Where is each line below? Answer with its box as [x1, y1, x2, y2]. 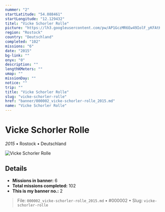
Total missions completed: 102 [12, 182, 76, 188]
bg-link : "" [5, 53, 29, 58]
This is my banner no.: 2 [12, 188, 63, 194]
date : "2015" [5, 48, 32, 53]
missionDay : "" [5, 76, 36, 81]
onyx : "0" [5, 58, 26, 62]
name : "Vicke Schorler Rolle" [5, 103, 67, 108]
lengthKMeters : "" [5, 67, 43, 72]
